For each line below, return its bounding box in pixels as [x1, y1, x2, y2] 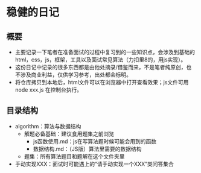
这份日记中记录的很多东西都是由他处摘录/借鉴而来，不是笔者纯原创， [14, 64, 187, 71]
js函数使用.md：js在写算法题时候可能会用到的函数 [33, 137, 157, 145]
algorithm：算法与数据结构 [14, 122, 81, 130]
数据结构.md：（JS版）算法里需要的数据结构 [33, 145, 142, 153]
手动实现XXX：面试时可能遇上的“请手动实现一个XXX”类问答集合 [14, 160, 174, 168]
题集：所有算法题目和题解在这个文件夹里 [24, 153, 125, 160]
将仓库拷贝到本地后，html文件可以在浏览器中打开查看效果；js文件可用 [14, 79, 189, 86]
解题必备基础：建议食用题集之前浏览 [24, 130, 115, 137]
